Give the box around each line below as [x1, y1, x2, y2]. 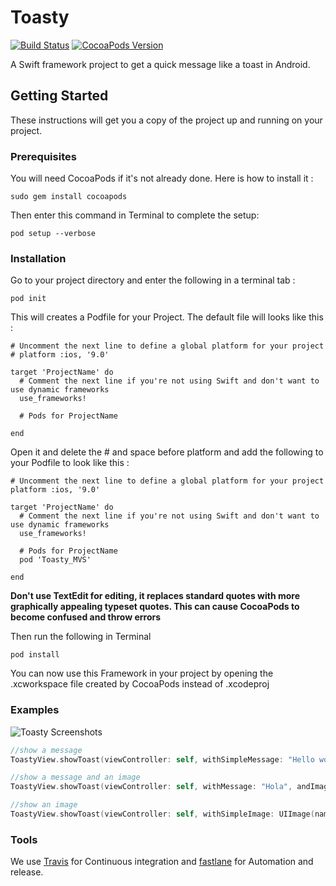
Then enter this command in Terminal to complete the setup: [10, 209, 260, 221]
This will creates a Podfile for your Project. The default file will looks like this [10, 311, 324, 323]
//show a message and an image [10, 772, 141, 783]
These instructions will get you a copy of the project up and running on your [10, 114, 323, 126]
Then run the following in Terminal [10, 631, 152, 643]
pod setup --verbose [10, 229, 97, 239]
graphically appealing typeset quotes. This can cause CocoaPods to [10, 601, 300, 613]
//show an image [10, 800, 78, 810]
